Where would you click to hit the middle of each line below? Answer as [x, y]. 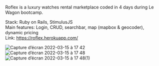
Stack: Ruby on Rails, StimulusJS [39, 22]
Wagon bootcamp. [24, 12]
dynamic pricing [22, 33]
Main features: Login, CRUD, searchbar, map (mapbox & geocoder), [75, 27]
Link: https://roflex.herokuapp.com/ [42, 38]
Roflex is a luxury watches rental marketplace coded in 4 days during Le [79, 7]
